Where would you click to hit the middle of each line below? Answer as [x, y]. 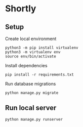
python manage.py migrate [32, 93]
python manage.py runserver [34, 119]
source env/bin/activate [31, 56]
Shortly [21, 9]
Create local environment [31, 39]
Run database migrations [30, 84]
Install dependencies [26, 65]
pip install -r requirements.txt [40, 75]
